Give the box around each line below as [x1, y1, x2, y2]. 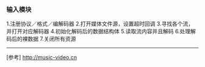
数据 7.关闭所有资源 [27, 35, 76, 43]
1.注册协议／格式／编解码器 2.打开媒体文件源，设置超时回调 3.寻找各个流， [6, 20, 194, 28]
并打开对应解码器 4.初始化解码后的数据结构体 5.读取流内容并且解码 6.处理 [6, 28, 191, 35]
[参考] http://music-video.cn [6, 54, 77, 61]
